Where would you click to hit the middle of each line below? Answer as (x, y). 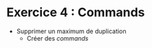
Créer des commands (57, 38)
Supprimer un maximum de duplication (71, 31)
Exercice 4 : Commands (76, 13)
